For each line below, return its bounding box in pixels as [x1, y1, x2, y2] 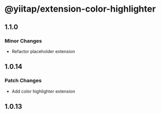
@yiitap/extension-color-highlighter [4, 3, 156, 15]
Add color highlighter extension [11, 88, 75, 94]
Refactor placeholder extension [11, 48, 75, 54]
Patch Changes [4, 77, 42, 84]
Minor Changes [4, 38, 42, 44]
